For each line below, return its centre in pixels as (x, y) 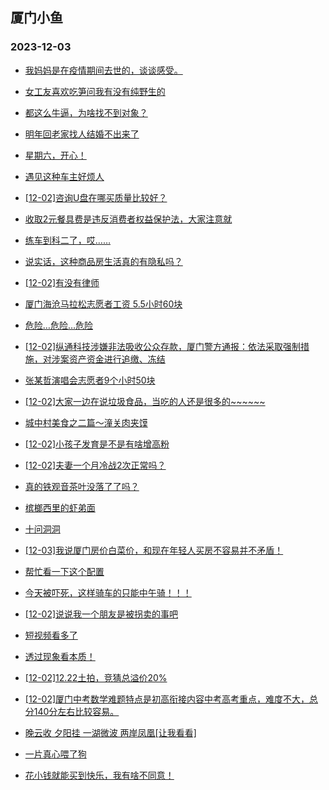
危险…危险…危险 (58, 325)
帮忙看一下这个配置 (64, 571)
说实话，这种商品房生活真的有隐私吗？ (103, 261)
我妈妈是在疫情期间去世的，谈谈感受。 (103, 70)
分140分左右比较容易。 (72, 711)
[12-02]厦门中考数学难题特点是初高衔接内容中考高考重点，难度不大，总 (171, 699)
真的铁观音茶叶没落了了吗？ (82, 486)
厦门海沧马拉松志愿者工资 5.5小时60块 (103, 304)
